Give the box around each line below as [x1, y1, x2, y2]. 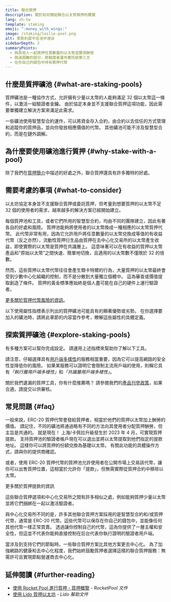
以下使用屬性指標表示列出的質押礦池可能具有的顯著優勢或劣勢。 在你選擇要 [5, 307, 163, 314]
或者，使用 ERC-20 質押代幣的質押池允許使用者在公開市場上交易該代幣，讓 [5, 460, 162, 466]
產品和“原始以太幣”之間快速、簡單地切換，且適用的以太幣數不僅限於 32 [5, 250, 154, 256]
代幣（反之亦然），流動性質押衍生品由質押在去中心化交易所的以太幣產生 [5, 237, 155, 243]
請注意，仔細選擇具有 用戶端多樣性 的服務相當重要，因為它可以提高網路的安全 [5, 356, 166, 362]
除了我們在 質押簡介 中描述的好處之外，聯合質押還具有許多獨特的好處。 [5, 170, 153, 176]
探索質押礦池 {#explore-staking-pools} [5, 330, 131, 340]
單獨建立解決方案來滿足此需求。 [9, 107, 77, 113]
